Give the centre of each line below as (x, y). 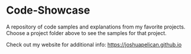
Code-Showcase (48, 10)
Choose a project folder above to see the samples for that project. (86, 33)
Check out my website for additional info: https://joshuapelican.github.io (94, 45)
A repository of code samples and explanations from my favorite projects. (96, 27)
